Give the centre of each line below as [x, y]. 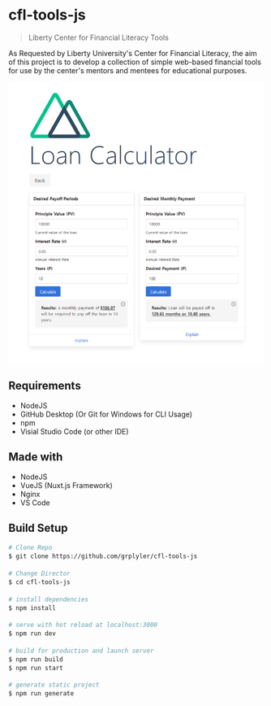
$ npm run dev [32, 634]
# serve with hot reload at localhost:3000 [83, 625]
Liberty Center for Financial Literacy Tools [98, 37]
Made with [36, 457]
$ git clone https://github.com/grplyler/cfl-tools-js [103, 556]
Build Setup [38, 527]
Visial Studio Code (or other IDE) [74, 431]
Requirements [45, 386]
